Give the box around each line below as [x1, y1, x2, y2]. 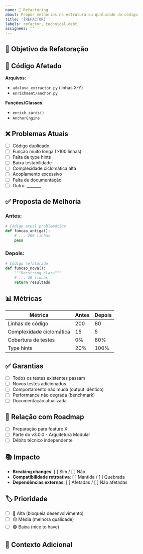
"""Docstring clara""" [14, 270, 62, 275]
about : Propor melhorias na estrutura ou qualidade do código [5, 12, 138, 17]
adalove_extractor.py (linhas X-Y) [12, 85, 83, 91]
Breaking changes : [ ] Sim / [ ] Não [12, 469, 86, 475]
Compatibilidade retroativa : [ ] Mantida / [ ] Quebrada [12, 474, 125, 480]
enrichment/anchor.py [12, 91, 58, 96]
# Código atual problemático [5, 224, 66, 229]
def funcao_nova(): [5, 266, 46, 271]
